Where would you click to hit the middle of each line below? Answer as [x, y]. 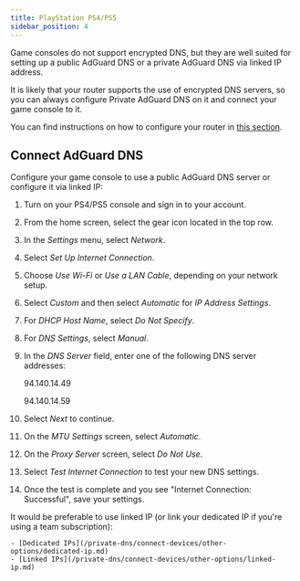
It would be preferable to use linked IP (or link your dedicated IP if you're [146, 517]
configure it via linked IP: [57, 187]
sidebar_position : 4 [50, 26]
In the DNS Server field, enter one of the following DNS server [140, 356]
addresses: [45, 365]
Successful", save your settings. [84, 500]
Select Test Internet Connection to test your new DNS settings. [141, 472]
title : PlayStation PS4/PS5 [64, 18]
